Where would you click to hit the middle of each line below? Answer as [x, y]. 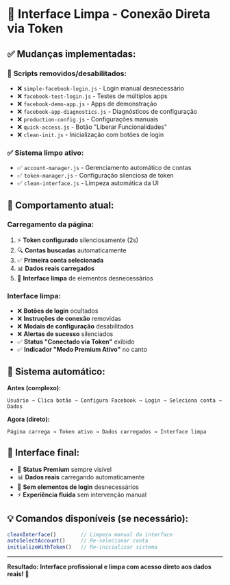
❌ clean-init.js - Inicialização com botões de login [90, 134]
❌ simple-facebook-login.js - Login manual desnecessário [101, 88]
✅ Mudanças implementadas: [72, 54]
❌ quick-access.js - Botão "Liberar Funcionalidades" [92, 127]
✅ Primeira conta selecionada [60, 260]
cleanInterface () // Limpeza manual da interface [90, 534]
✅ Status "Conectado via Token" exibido [76, 342]
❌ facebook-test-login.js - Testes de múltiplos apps [92, 96]
